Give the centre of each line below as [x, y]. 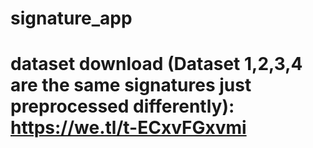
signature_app [71, 18]
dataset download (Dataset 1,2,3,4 [156, 64]
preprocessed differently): [122, 106]
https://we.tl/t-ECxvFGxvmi [128, 128]
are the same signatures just [131, 85]
